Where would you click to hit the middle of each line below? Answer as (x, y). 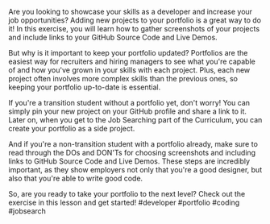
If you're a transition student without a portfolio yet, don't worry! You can (129, 103)
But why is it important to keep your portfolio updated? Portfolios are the (128, 53)
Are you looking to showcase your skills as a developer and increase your (130, 12)
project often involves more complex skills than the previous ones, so (123, 79)
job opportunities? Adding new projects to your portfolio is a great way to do (135, 20)
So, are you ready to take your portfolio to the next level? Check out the (127, 194)
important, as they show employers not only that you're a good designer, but (135, 170)
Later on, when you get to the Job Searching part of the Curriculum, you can (135, 120)
